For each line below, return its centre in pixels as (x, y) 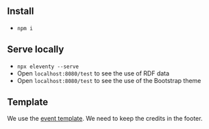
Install (21, 11)
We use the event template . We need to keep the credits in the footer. (105, 119)
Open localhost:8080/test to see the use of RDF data (93, 73)
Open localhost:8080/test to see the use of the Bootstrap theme (109, 80)
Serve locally (36, 50)
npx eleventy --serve (48, 67)
